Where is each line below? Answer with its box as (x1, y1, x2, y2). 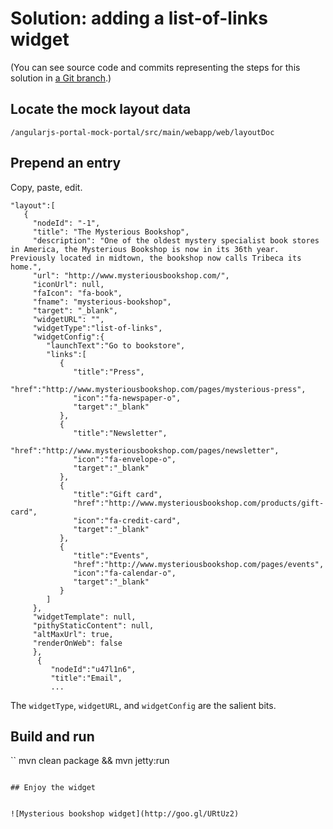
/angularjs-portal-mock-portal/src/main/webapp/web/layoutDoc (10, 127, 275, 137)
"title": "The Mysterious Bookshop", (32, 227, 190, 237)
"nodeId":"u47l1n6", (50, 664, 137, 674)
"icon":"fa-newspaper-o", (73, 393, 182, 403)
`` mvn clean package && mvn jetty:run (10, 755, 170, 767)
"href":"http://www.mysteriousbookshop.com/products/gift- (73, 498, 325, 508)
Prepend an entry (10, 155, 122, 172)
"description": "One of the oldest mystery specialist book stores (32, 235, 320, 246)
